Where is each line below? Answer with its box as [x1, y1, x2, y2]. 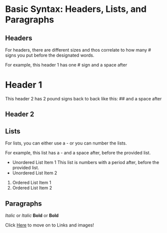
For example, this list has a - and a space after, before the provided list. [5, 150, 151, 156]
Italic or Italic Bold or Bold [5, 212, 59, 218]
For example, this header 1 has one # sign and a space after [5, 62, 128, 68]
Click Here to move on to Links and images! [5, 222, 94, 228]
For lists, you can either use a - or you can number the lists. [5, 140, 127, 146]
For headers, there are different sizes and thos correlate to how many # [5, 47, 152, 53]
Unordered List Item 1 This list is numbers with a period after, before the [12, 159, 160, 165]
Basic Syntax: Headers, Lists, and [5, 3, 147, 15]
